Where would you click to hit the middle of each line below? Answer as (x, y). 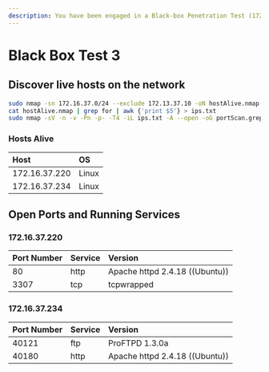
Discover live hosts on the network (97, 85)
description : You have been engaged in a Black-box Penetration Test (127, 16)
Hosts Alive (31, 139)
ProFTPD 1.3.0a (138, 343)
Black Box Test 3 (64, 55)
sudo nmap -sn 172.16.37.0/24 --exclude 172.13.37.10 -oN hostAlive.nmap (134, 103)
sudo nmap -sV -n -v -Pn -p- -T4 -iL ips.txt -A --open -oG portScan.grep (136, 118)
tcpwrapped (131, 285)
